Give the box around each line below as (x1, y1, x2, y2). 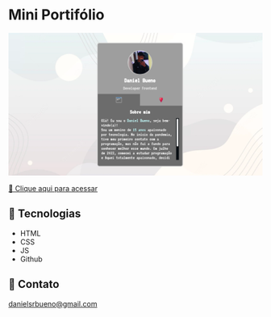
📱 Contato (8, 277, 60, 291)
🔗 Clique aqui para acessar (8, 183, 98, 193)
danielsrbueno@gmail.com (8, 298, 98, 308)
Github (19, 254, 43, 264)
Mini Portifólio (8, 6, 105, 24)
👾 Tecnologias (8, 207, 81, 221)
